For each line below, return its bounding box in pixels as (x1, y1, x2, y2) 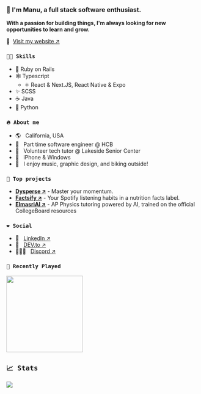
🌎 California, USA (15, 131, 64, 139)
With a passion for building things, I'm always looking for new (6, 20, 166, 27)
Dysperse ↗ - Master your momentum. (15, 188, 114, 195)
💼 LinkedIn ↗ (15, 235, 51, 242)
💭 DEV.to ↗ (15, 241, 46, 249)
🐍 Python (15, 103, 38, 111)
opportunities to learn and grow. (6, 26, 90, 33)
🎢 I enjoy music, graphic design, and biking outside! (15, 160, 148, 167)
